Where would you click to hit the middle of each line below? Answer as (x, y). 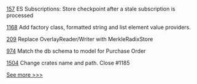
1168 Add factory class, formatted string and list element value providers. (99, 27)
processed (20, 15)
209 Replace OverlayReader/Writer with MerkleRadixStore (80, 39)
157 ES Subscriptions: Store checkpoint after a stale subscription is (91, 9)
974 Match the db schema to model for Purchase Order (76, 51)
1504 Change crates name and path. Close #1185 (68, 63)
